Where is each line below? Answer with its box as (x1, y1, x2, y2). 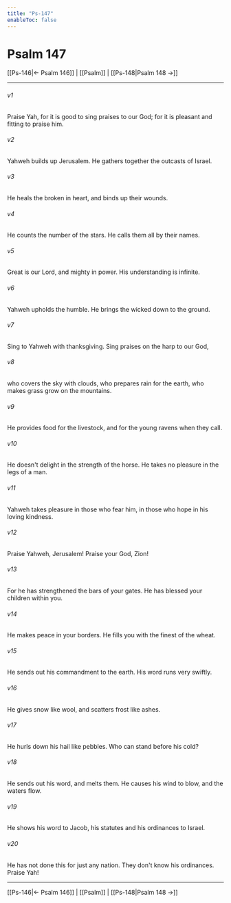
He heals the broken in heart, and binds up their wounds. (7, 194, 168, 202)
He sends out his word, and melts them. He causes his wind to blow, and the (7, 779, 223, 788)
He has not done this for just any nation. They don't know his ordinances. (7, 861, 214, 869)
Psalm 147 (7, 46, 67, 62)
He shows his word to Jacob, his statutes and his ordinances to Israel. (7, 824, 206, 832)
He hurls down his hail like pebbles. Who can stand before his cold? (7, 742, 199, 750)
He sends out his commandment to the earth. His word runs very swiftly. (7, 668, 212, 677)
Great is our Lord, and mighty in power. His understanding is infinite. (7, 268, 201, 276)
